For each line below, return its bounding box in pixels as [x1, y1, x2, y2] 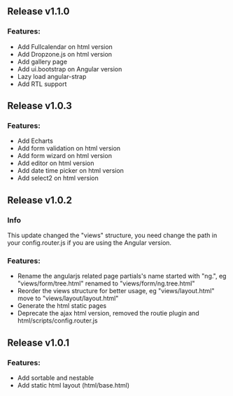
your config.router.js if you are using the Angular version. [7, 239, 172, 247]
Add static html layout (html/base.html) [17, 381, 130, 390]
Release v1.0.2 [7, 194, 72, 206]
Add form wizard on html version [17, 152, 112, 160]
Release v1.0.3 [7, 100, 72, 112]
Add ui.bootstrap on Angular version [17, 64, 122, 73]
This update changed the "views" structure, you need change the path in [7, 231, 218, 240]
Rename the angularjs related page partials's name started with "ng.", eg [17, 272, 227, 281]
